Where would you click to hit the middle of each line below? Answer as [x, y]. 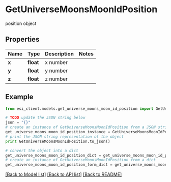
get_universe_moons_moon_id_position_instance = [58, 132]
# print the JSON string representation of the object [65, 136]
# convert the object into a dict [42, 150]
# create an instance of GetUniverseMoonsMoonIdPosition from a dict [81, 160]
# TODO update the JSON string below [45, 118]
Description [59, 53]
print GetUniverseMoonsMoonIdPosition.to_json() [58, 141]
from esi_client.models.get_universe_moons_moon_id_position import [79, 109]
